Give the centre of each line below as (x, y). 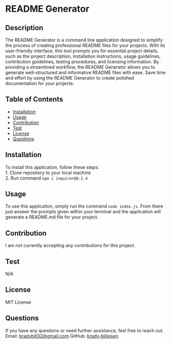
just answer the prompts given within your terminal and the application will (83, 212)
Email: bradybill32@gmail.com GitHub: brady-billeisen (62, 336)
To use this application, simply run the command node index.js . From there (84, 206)
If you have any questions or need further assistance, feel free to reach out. (84, 330)
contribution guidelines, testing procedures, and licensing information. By (82, 62)
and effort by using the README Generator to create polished (70, 78)
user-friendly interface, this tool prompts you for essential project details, (82, 51)
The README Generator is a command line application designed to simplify (84, 40)
